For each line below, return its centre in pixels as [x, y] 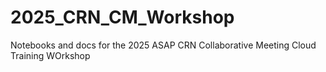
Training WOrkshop [50, 55]
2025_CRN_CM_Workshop [122, 17]
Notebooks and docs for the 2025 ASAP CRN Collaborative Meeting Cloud [163, 45]
